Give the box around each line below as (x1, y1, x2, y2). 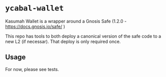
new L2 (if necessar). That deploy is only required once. (5, 38, 121, 44)
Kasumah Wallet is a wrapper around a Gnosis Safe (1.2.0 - (5, 18, 127, 24)
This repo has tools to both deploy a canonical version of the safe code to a (5, 33, 161, 39)
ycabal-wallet (5, 3, 64, 13)
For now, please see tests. (5, 66, 59, 72)
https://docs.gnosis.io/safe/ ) (5, 23, 65, 29)
